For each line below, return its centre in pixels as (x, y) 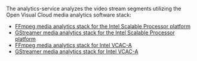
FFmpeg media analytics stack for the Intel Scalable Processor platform (103, 26)
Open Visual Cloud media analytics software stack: (69, 15)
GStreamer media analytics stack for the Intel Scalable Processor (95, 33)
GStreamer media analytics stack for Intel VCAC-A (76, 52)
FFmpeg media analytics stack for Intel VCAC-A (73, 45)
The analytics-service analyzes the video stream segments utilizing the (94, 9)
